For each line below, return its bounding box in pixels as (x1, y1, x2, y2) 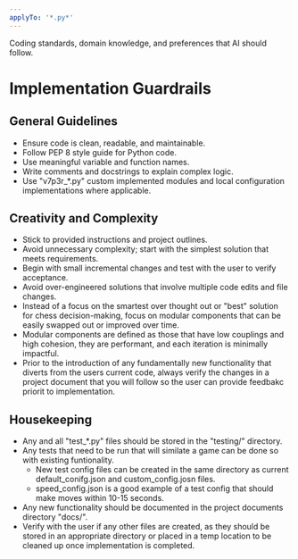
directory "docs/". (21, 512, 88, 522)
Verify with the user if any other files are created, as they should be (21, 521, 270, 532)
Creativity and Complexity (9, 211, 159, 226)
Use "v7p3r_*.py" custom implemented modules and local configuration (21, 175, 286, 186)
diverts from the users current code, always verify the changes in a (21, 367, 269, 378)
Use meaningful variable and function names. (21, 156, 190, 167)
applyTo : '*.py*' (9, 13, 74, 22)
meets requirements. (21, 254, 99, 264)
